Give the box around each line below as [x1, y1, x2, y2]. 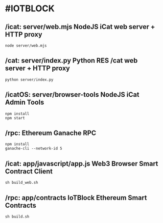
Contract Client [5, 167, 53, 175]
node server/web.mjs [5, 43, 47, 48]
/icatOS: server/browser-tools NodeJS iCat [5, 90, 140, 99]
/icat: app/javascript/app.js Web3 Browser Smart [5, 159, 158, 167]
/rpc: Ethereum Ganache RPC [5, 129, 96, 138]
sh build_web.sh [5, 180, 38, 185]
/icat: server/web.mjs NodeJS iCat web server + [5, 23, 155, 31]
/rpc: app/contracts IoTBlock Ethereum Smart [5, 194, 147, 202]
